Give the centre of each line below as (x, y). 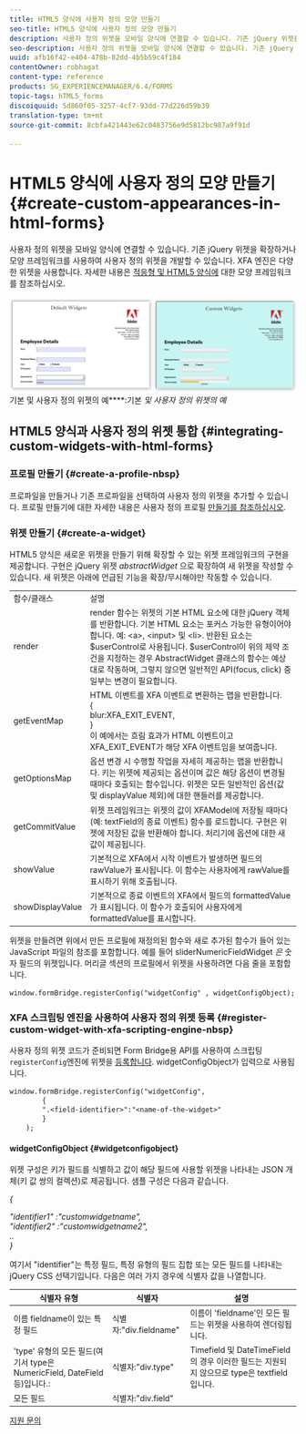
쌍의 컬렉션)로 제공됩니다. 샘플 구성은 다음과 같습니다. (134, 1181)
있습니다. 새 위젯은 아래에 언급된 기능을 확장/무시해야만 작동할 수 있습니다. (141, 577)
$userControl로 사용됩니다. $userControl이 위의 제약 (185, 646)
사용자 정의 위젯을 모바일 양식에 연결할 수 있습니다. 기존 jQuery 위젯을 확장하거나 (153, 250)
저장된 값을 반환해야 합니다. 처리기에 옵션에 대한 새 (196, 833)
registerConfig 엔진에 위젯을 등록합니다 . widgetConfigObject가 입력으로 (140, 1061)
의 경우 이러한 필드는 (226, 1361)
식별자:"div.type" (143, 1367)
